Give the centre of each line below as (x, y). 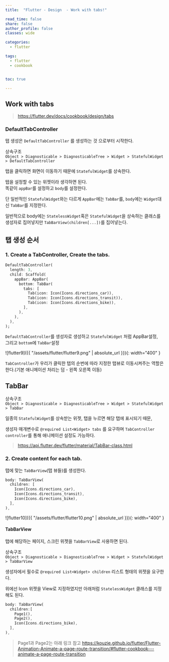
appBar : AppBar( (32, 279)
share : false (19, 24)
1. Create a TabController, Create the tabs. (58, 254)
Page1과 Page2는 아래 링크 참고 (49, 643)
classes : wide (20, 33)
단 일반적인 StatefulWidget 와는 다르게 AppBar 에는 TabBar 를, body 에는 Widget (81, 199)
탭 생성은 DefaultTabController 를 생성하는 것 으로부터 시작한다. (69, 141)
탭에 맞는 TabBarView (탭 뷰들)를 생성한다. (46, 470)
